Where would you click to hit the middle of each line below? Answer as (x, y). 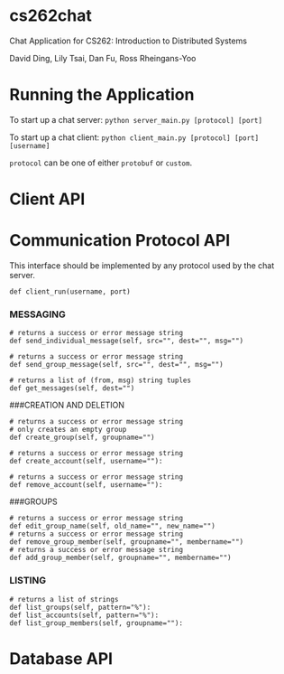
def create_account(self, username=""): (87, 462)
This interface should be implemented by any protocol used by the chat (142, 266)
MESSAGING (37, 314)
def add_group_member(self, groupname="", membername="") (120, 558)
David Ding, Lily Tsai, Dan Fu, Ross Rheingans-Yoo (103, 58)
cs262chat (51, 16)
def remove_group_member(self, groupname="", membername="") (127, 542)
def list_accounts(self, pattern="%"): (84, 615)
